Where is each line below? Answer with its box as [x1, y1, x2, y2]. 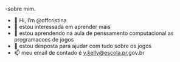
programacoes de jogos [13, 36, 74, 43]
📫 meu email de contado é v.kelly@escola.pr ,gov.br [13, 49, 145, 56]
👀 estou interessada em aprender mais [13, 23, 111, 30]
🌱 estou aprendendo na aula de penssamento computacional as [13, 29, 174, 37]
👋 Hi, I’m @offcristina [13, 17, 67, 23]
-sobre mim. [5, 5, 36, 12]
